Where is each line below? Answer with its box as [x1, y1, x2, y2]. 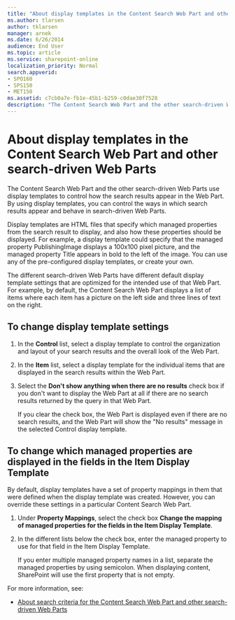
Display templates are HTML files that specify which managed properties [7, 220, 218, 228]
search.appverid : [7, 69, 58, 76]
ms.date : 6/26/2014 [7, 36, 64, 43]
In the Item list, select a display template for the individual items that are [17, 360, 225, 369]
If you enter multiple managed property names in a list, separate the [17, 556, 213, 564]
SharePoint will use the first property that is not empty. [17, 571, 175, 579]
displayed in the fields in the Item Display [7, 456, 190, 468]
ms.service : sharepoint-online [7, 56, 99, 63]
